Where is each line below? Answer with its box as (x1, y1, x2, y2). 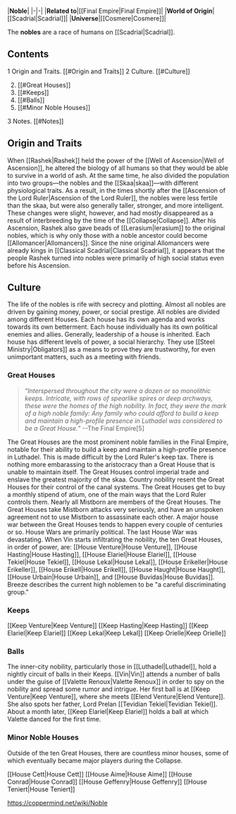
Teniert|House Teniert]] (7, 784, 75, 794)
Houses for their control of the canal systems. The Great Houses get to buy (7, 482, 226, 491)
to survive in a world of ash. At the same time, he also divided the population (7, 171, 230, 179)
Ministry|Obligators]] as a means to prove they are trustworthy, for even (7, 345, 216, 354)
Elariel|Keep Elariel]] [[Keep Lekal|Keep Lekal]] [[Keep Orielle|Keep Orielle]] (7, 629, 227, 638)
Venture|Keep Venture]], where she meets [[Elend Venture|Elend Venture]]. (7, 693, 225, 701)
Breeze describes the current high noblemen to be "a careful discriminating (7, 580, 227, 589)
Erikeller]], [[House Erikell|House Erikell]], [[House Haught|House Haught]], (7, 565, 225, 573)
